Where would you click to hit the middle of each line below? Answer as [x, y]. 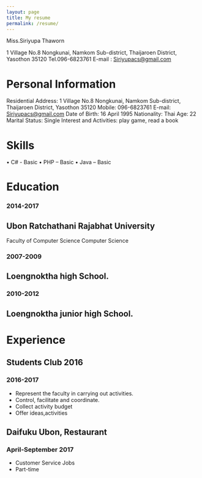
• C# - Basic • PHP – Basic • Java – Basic [59, 162]
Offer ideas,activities [41, 413]
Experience [36, 340]
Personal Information [61, 84]
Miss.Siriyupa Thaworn [36, 41]
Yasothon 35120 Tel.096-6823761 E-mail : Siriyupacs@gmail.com [89, 59]
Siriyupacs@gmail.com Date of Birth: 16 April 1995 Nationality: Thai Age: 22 [102, 114]
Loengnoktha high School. [58, 276]
